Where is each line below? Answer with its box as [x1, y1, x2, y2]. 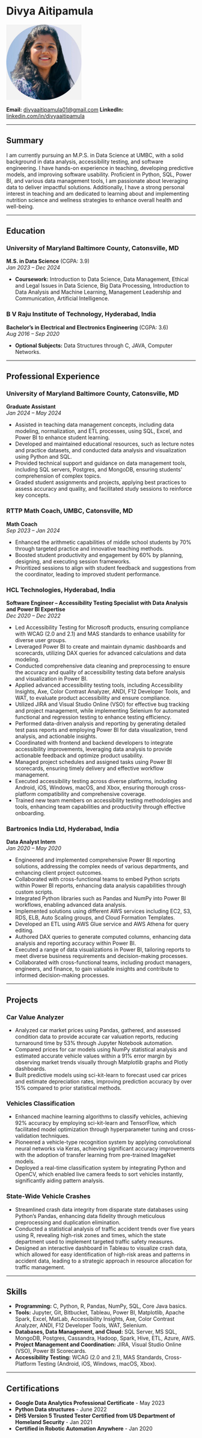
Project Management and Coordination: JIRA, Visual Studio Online [14, 1341, 182, 1348]
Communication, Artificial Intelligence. [14, 295, 109, 302]
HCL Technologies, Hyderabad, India [6, 585, 115, 594]
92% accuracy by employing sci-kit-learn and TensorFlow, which [14, 1120, 177, 1127]
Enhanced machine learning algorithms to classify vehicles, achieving [14, 1113, 188, 1120]
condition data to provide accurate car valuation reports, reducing [14, 1033, 179, 1040]
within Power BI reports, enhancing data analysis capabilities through [14, 882, 186, 889]
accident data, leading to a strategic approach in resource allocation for [14, 1257, 192, 1264]
